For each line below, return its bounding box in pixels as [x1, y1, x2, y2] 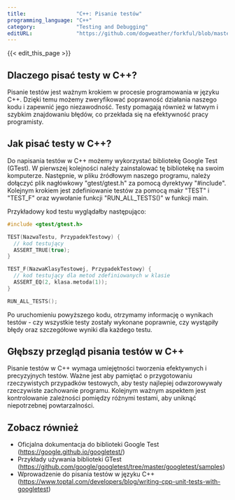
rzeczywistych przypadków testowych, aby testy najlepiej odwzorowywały [7, 379, 222, 387]
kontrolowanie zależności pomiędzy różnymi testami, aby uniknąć [7, 394, 197, 403]
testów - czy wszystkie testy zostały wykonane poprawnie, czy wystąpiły [7, 318, 219, 326]
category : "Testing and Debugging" [7, 23, 149, 30]
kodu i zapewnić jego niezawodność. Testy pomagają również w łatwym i [7, 103, 219, 111]
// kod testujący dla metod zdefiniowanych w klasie [13, 272, 171, 279]
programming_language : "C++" [7, 17, 92, 24]
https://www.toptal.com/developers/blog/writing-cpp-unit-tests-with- [20, 478, 221, 486]
